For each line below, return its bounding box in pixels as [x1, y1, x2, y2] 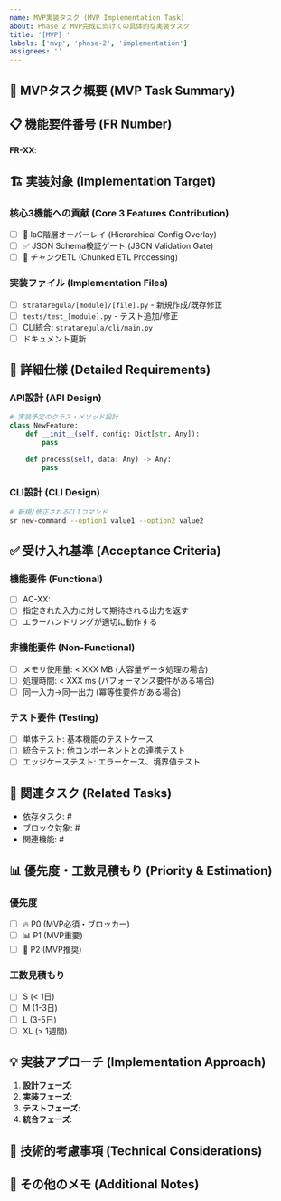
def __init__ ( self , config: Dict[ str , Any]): [25, 429, 201, 439]
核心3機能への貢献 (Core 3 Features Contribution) [9, 207, 229, 219]
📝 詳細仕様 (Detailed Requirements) [9, 362, 211, 378]
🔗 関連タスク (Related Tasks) [9, 785, 173, 801]
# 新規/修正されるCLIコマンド [9, 507, 108, 516]
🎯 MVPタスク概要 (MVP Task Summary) [9, 82, 236, 98]
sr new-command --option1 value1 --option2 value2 [9, 515, 204, 525]
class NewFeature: [9, 421, 79, 430]
